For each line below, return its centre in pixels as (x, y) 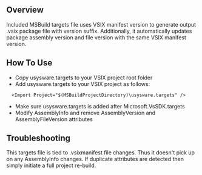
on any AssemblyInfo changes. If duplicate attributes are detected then (95, 159)
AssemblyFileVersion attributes (54, 119)
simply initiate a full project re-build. (51, 165)
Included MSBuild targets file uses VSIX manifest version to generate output (101, 24)
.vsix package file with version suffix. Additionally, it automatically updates (99, 31)
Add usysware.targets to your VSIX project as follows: (82, 84)
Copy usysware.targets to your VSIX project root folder (84, 78)
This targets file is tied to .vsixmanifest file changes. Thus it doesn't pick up (101, 153)
